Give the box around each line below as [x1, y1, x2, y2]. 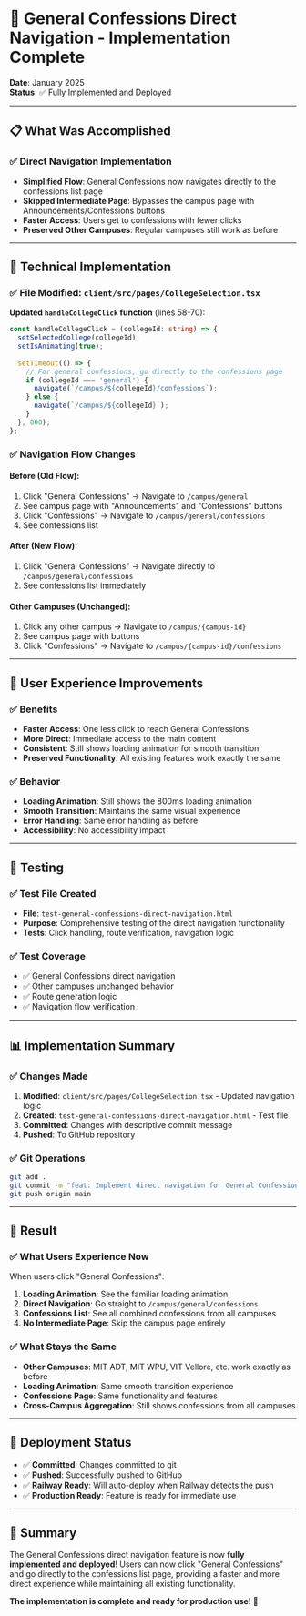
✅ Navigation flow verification [22, 1001, 135, 1012]
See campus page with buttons [22, 631, 140, 642]
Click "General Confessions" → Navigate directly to [22, 561, 216, 572]
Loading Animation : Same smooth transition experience [22, 1380, 234, 1391]
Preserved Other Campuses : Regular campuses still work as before [22, 224, 279, 235]
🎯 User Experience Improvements [9, 676, 203, 691]
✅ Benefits [9, 703, 58, 716]
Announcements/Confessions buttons [22, 205, 166, 216]
